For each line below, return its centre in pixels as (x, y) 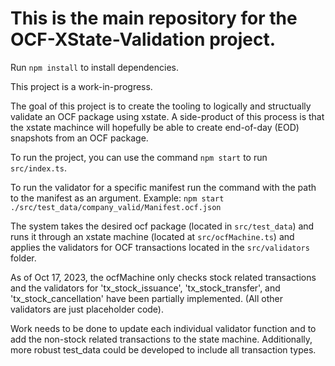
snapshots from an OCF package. (79, 138)
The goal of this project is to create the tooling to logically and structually (161, 106)
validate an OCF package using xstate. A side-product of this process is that (167, 116)
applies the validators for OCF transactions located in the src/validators (160, 247)
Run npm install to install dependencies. (94, 67)
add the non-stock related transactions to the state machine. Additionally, (161, 339)
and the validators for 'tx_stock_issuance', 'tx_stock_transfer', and (145, 288)
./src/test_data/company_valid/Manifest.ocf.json (116, 207)
